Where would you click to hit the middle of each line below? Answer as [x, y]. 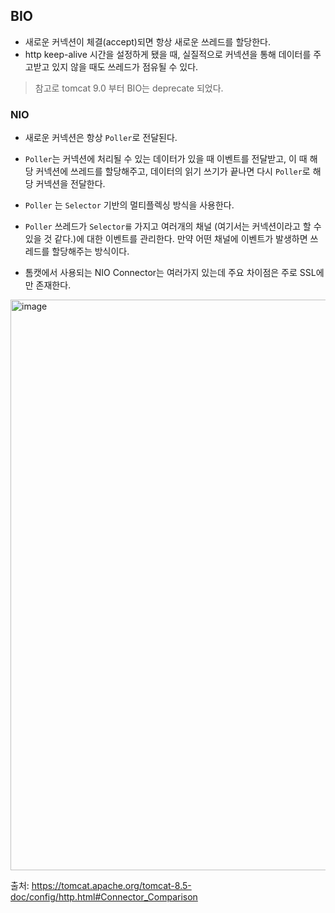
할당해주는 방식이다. [90, 251]
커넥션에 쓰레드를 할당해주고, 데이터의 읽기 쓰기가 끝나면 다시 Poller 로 [173, 171]
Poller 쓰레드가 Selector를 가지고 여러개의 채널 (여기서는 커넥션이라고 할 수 [173, 226]
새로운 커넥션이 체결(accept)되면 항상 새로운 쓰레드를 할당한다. [147, 41]
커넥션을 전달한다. [70, 184]
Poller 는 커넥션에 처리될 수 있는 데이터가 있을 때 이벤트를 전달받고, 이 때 [166, 159]
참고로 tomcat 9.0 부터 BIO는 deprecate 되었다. [129, 88]
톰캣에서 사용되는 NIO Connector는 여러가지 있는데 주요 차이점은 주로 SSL [170, 273]
